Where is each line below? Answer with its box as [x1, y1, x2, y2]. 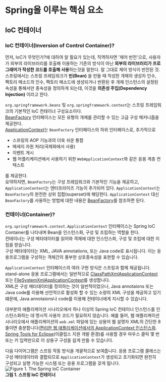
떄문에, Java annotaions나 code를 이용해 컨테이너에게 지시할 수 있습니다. [5, 296, 148, 302]
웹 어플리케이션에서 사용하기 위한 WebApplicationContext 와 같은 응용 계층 [12, 156, 156, 162]
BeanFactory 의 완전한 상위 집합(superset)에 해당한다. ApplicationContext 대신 [5, 191, 160, 197]
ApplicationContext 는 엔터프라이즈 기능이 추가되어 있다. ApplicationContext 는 [5, 185, 161, 191]
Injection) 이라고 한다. [5, 91, 49, 97]
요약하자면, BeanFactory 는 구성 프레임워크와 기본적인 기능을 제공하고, [5, 179, 140, 185]
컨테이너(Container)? [5, 211, 55, 218]
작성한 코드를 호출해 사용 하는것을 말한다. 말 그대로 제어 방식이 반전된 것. [22, 66, 160, 72]
